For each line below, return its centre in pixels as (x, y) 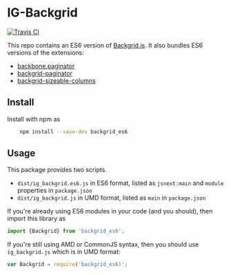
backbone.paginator (46, 66)
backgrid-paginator (44, 73)
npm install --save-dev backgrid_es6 (74, 132)
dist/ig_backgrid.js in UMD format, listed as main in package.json (111, 198)
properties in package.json (54, 191)
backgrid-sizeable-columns (57, 80)
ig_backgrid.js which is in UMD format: (64, 252)
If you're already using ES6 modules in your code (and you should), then (110, 211)
